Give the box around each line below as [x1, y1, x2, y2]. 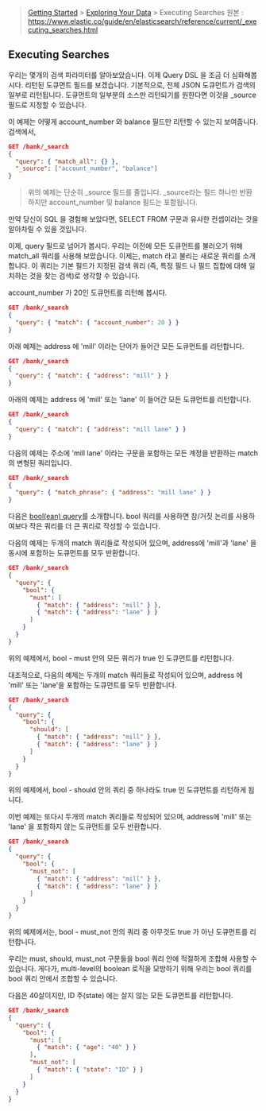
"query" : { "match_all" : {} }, [15, 157, 119, 165]
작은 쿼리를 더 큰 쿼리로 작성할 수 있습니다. [29, 521, 161, 531]
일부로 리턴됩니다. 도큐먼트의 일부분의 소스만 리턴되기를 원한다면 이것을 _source [8, 90, 256, 99]
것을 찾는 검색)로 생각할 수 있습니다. [29, 271, 141, 281]
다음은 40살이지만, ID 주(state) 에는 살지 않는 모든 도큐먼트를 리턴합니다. [8, 991, 233, 1001]
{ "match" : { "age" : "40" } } [37, 1043, 137, 1051]
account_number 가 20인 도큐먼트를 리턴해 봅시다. [8, 288, 168, 297]
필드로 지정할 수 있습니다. [8, 99, 87, 110]
